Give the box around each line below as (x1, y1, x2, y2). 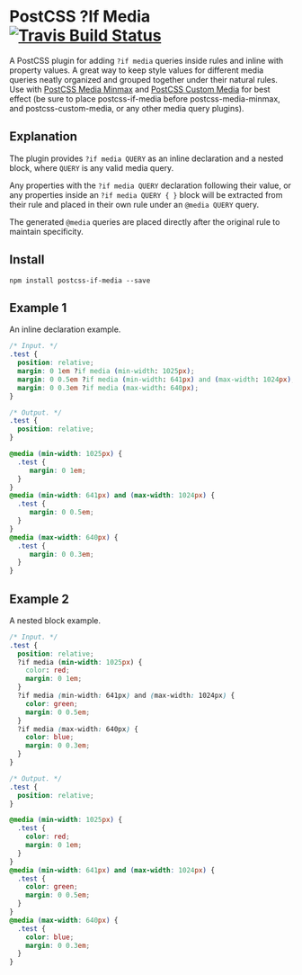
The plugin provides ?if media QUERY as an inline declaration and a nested (9, 153, 284, 164)
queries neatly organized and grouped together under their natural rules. (9, 74, 279, 85)
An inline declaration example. (9, 324, 121, 335)
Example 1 (9, 300, 67, 316)
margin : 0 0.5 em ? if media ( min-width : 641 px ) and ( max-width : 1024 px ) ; (17, 375, 296, 384)
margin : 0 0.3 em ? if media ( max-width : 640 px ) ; (17, 383, 200, 392)
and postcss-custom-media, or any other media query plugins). (9, 103, 244, 113)
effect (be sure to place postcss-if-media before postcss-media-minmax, (9, 93, 280, 104)
